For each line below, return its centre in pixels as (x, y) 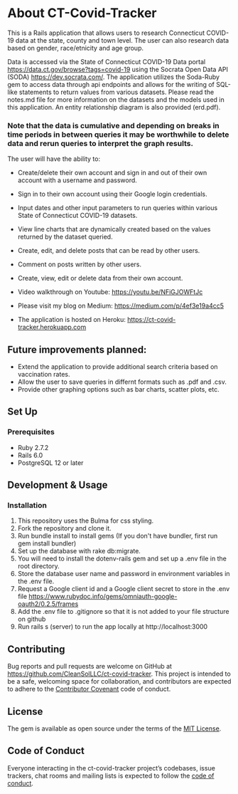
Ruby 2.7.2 (33, 447)
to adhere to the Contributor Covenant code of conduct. (89, 689)
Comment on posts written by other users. (80, 264)
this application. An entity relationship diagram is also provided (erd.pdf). (114, 107)
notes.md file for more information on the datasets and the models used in (116, 99)
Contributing (36, 649)
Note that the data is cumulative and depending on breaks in (114, 125)
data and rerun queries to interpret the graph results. (101, 143)
